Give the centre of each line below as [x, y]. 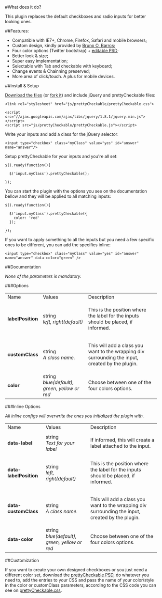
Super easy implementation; [40, 61]
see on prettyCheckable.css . [34, 590]
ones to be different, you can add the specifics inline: [58, 245]
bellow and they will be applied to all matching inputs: [58, 196]
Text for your [60, 443]
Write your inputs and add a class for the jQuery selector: [62, 134]
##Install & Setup [22, 86]
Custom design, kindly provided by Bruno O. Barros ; [64, 45]
